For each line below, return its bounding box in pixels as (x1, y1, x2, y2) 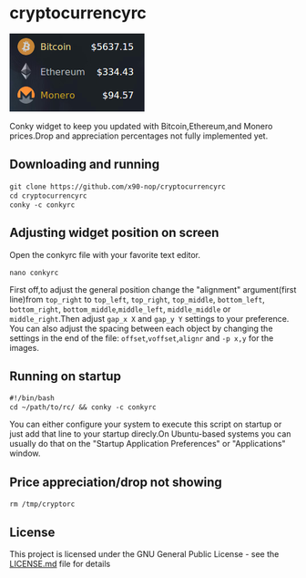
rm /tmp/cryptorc (9, 500, 76, 509)
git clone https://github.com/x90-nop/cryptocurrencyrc (9, 181, 226, 191)
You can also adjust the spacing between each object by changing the (9, 323, 273, 334)
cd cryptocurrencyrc (9, 191, 88, 201)
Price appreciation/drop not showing (9, 474, 223, 490)
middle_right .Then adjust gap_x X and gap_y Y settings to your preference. (9, 313, 290, 324)
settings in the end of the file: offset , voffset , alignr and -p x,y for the (9, 332, 274, 344)
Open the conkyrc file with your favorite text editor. (9, 249, 201, 260)
